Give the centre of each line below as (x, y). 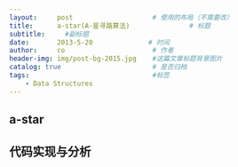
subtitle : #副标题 (49, 34)
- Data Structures (59, 83)
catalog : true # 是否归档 (98, 68)
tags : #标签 (90, 76)
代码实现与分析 (50, 152)
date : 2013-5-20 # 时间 (90, 42)
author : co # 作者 (91, 51)
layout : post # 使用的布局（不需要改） (121, 17)
